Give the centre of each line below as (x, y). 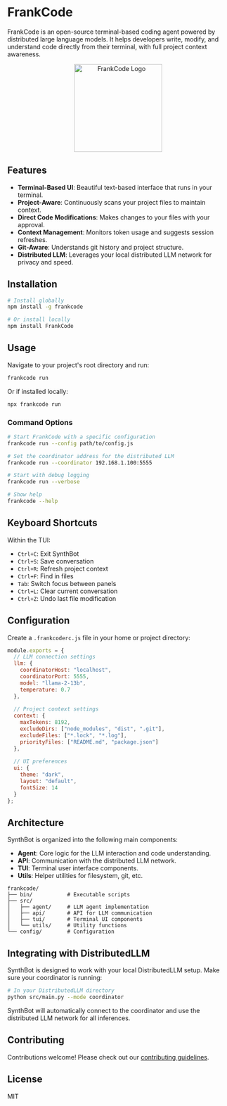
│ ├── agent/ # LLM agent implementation (78, 907)
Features (27, 171)
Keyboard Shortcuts (52, 523)
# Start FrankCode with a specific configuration (82, 437)
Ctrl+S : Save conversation (56, 561)
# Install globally (36, 300)
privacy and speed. (45, 262)
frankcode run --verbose (44, 482)
